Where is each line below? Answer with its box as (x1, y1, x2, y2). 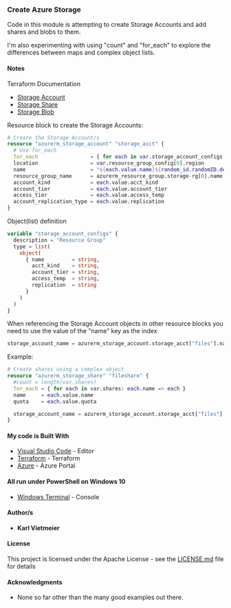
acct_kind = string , (32, 262, 100, 269)
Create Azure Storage (7, 5, 81, 14)
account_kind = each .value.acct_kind (13, 179, 158, 186)
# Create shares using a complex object (7, 366, 125, 373)
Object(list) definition (7, 217, 67, 225)
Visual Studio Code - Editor (16, 447, 95, 455)
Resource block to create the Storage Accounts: (7, 120, 143, 129)
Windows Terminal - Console (16, 492, 100, 501)
